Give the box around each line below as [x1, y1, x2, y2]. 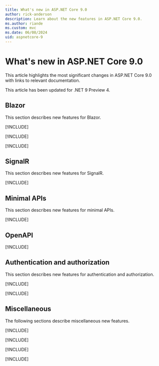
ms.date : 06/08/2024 [5, 30, 48, 35]
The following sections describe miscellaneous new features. [5, 318, 130, 324]
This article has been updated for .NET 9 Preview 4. [5, 87, 110, 93]
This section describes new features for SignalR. [5, 170, 104, 176]
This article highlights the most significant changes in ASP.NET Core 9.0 [5, 72, 152, 78]
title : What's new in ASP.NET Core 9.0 [5, 7, 87, 12]
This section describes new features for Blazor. [5, 114, 101, 120]
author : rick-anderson [5, 12, 52, 17]
